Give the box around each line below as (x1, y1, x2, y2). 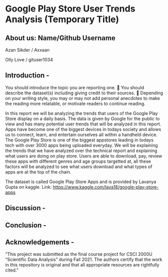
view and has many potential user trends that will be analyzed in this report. (5, 121, 161, 127)
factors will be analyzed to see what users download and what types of (5, 164, 152, 170)
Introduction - (5, 71, 50, 80)
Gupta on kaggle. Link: (5, 184, 52, 190)
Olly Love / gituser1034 (5, 57, 53, 63)
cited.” (5, 267, 19, 273)
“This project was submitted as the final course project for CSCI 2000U (5, 251, 153, 257)
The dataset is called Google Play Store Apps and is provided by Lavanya (5, 179, 156, 185)
